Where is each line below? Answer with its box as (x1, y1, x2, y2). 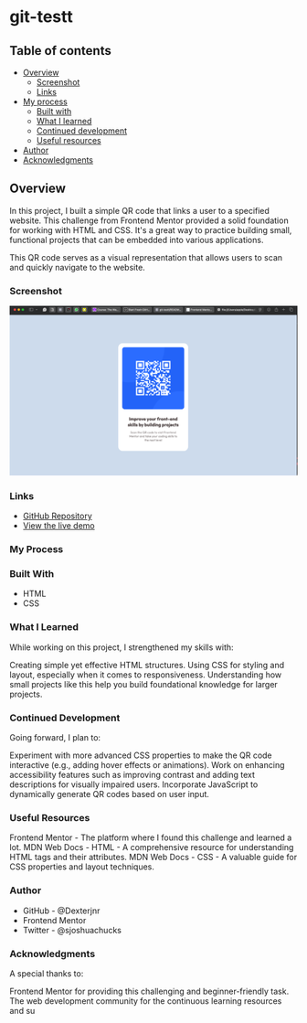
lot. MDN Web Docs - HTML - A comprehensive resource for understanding (9, 842, 294, 853)
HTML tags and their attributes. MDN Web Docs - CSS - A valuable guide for (9, 852, 298, 863)
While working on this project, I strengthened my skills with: (9, 642, 235, 653)
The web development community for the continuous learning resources (9, 995, 282, 1007)
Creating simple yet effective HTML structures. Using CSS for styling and (9, 659, 285, 670)
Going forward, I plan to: (9, 732, 101, 742)
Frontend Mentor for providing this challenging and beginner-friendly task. (9, 986, 290, 996)
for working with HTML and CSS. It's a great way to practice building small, (9, 224, 292, 235)
